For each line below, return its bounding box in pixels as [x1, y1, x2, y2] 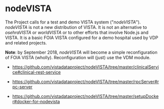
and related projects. [5, 40, 47, 45]
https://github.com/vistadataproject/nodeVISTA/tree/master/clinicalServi [12, 64, 159, 70]
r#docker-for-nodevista [12, 98, 60, 104]
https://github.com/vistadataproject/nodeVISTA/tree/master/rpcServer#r [12, 79, 159, 85]
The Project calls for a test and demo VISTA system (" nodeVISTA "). [5, 19, 141, 25]
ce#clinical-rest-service [12, 69, 61, 75]
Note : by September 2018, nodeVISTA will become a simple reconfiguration [5, 49, 158, 55]
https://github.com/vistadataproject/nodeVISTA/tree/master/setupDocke [12, 93, 159, 99]
